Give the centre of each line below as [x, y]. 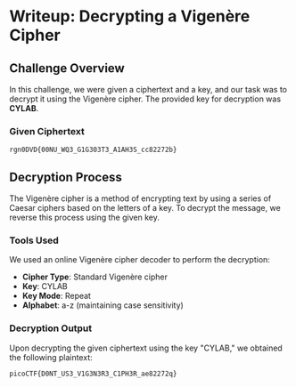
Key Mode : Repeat [57, 296]
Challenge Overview [67, 68]
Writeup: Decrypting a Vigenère [130, 16]
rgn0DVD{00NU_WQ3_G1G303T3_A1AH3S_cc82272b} [93, 150]
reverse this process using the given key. [85, 218]
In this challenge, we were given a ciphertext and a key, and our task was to [148, 89]
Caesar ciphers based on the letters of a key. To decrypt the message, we [145, 208]
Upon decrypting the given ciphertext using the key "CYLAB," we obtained [146, 348]
